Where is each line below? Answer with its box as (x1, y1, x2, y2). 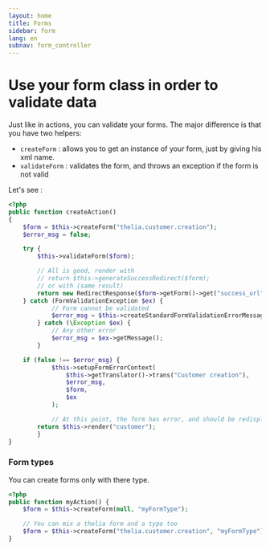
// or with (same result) (37, 282, 125, 290)
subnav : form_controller (8, 42, 92, 50)
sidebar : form (8, 26, 56, 35)
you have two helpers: (8, 128, 82, 138)
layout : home (8, 11, 52, 20)
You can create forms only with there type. (8, 475, 150, 484)
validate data (8, 93, 97, 112)
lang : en (8, 34, 38, 43)
